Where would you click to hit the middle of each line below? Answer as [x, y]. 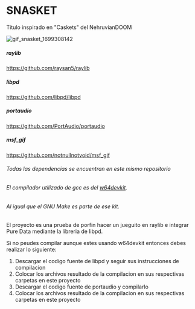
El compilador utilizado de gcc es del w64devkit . [67, 188]
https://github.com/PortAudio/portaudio [56, 126]
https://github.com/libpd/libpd [43, 97]
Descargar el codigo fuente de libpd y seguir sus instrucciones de [97, 261]
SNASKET [32, 11]
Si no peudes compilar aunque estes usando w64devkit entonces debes [96, 243]
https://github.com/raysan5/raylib [48, 68]
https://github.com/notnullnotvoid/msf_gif [58, 155]
